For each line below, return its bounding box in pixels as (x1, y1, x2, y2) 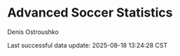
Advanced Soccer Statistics (7, 5, 173, 21)
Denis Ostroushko (7, 28, 60, 36)
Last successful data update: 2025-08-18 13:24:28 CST (7, 41, 168, 49)
